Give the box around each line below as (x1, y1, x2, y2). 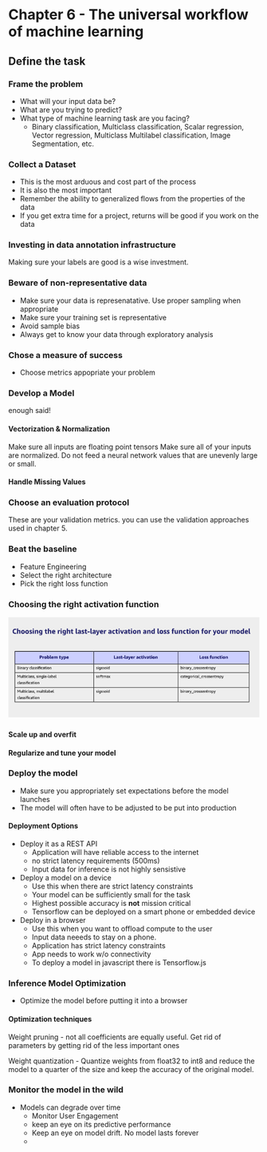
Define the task (8, 54, 86, 68)
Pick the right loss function (19, 578, 108, 588)
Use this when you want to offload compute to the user (31, 924, 213, 934)
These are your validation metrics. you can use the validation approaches (8, 515, 249, 525)
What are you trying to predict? (19, 105, 122, 114)
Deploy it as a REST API (19, 839, 98, 848)
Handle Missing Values (8, 477, 86, 487)
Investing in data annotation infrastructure (8, 240, 177, 251)
